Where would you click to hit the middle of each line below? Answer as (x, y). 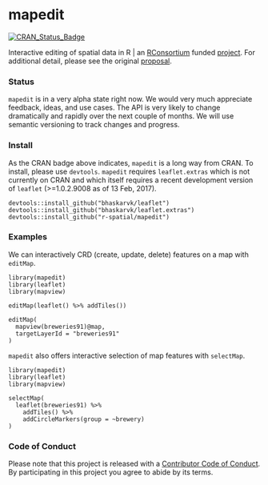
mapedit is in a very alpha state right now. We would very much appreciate (130, 99)
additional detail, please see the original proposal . (90, 61)
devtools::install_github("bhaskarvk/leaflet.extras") (102, 210)
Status (21, 82)
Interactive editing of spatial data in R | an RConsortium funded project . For (132, 52)
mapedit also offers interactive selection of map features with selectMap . (127, 355)
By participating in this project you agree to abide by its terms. (111, 472)
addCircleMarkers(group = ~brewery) (84, 419)
